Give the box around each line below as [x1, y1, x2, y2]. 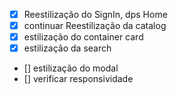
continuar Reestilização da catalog [23, 20, 167, 32]
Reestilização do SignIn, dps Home [23, 9, 168, 20]
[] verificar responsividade [23, 73, 134, 85]
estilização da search [23, 42, 112, 54]
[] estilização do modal [23, 62, 119, 74]
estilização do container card [23, 31, 144, 43]
